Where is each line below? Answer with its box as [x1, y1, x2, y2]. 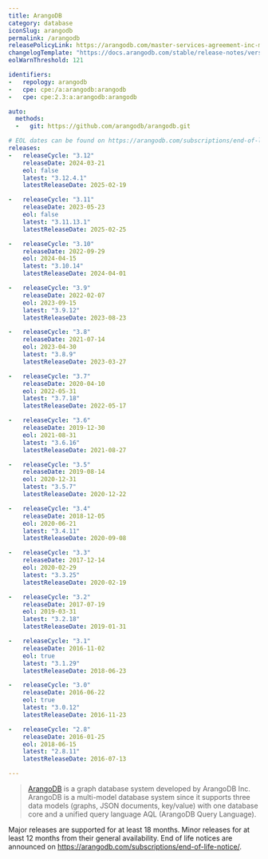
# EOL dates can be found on [8, 137, 105, 145]
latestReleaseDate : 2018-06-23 [22, 666, 127, 675]
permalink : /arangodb [8, 34, 81, 42]
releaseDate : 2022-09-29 [22, 247, 105, 256]
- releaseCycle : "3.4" [8, 504, 91, 512]
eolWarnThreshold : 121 [8, 57, 84, 65]
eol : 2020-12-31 [22, 475, 77, 483]
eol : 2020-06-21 [22, 519, 77, 527]
